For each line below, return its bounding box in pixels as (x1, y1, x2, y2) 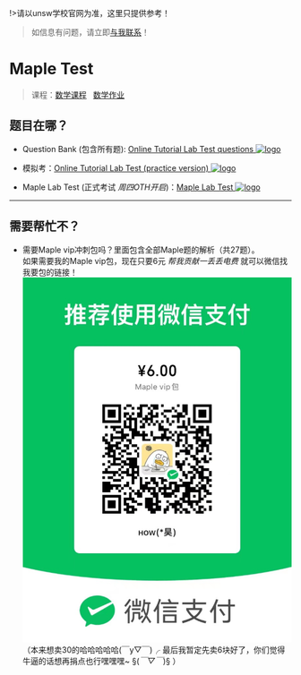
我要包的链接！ (21, 267, 78, 278)
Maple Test (9, 59, 94, 79)
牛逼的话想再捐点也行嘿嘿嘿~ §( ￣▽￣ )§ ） (21, 655, 181, 666)
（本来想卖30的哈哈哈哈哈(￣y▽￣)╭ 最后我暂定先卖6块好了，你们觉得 (21, 644, 286, 655)
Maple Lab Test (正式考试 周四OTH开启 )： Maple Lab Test (21, 182, 234, 192)
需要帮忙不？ (9, 218, 81, 235)
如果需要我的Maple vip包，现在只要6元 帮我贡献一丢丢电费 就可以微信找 (21, 255, 288, 266)
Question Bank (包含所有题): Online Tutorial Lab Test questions (21, 143, 254, 154)
